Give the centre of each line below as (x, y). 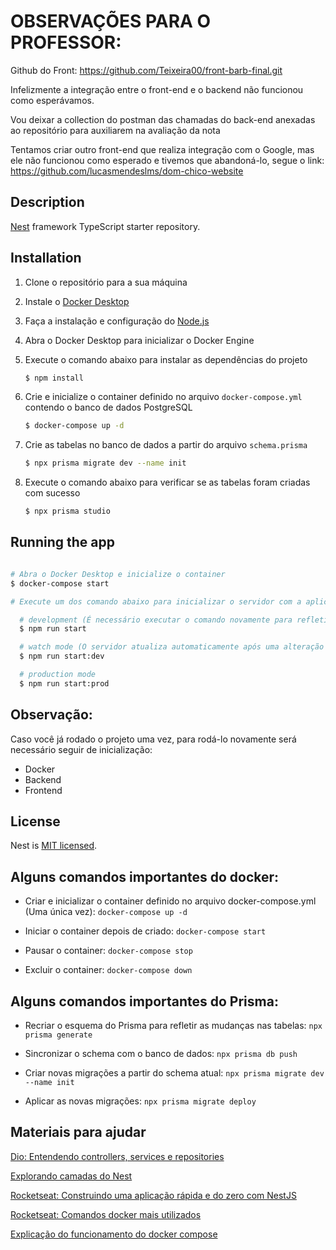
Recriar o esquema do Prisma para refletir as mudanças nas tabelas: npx (173, 1025)
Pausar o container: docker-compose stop (108, 951)
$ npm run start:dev (62, 656)
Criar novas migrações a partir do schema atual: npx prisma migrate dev (174, 1073)
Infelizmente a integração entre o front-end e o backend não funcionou (157, 89)
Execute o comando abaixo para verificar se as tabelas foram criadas (167, 482)
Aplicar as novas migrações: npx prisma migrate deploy (140, 1101)
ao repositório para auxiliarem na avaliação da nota (115, 130)
